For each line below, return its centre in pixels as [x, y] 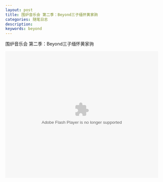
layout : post [19, 10]
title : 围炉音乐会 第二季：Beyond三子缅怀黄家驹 [52, 15]
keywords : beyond [24, 29]
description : [19, 24]
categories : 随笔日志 [27, 19]
